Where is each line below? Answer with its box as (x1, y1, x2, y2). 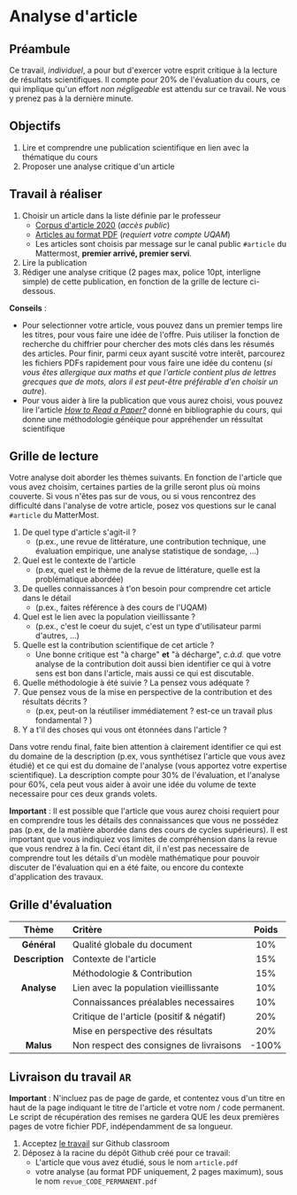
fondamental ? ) (34, 715, 93, 726)
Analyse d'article (9, 6, 139, 27)
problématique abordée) (34, 574, 124, 585)
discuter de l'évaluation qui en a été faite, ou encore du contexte (9, 862, 244, 873)
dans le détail (21, 593, 72, 604)
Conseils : (9, 303, 47, 313)
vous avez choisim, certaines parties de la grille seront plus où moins (9, 482, 261, 492)
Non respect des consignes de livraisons (72, 1039, 241, 1052)
